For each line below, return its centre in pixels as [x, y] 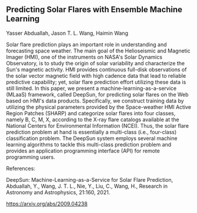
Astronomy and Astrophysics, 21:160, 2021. [58, 192]
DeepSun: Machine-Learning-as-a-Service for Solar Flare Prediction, [90, 179]
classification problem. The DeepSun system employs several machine [92, 138]
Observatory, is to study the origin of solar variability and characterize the [96, 63]
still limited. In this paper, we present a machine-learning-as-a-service [91, 88]
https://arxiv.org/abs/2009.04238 [47, 204]
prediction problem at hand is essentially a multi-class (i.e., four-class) [91, 132]
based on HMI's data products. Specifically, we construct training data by [95, 101]
